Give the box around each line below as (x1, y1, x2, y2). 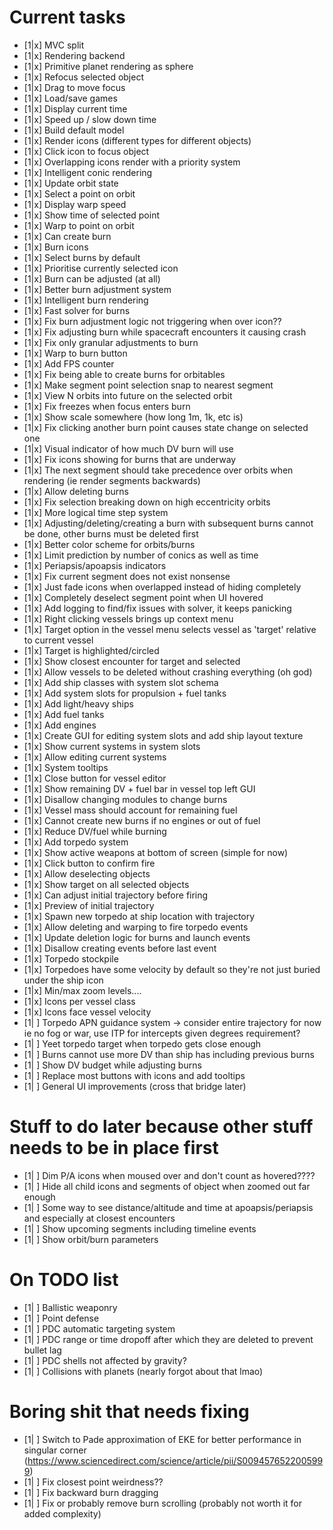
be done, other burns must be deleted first (23, 527, 199, 540)
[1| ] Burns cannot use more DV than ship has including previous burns (23, 1048, 315, 1060)
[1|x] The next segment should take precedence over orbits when (23, 464, 294, 476)
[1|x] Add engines (23, 719, 97, 731)
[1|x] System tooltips (23, 761, 109, 773)
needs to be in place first (9, 1137, 219, 1160)
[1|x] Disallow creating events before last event (23, 942, 217, 954)
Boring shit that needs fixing (9, 1401, 250, 1423)
